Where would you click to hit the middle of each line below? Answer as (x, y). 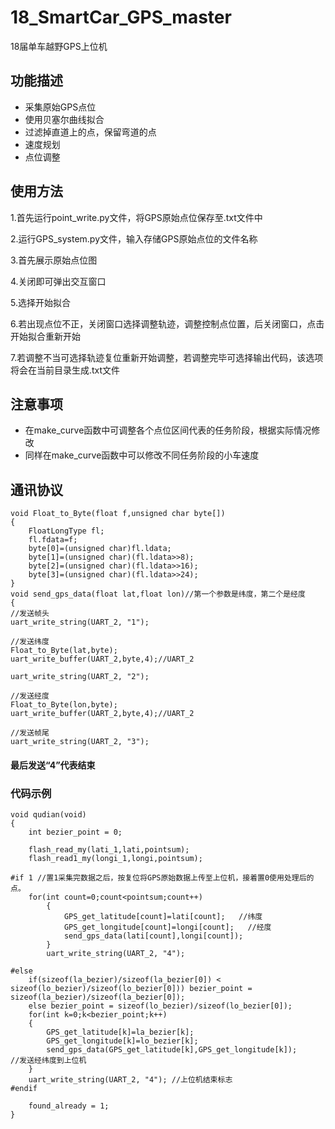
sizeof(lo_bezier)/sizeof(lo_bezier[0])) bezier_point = (131, 989)
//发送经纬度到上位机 (48, 1061)
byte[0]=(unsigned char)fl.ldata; (100, 549)
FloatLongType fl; (66, 531)
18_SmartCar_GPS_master (121, 17)
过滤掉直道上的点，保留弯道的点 (90, 132)
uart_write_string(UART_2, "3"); (80, 742)
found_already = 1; (69, 1106)
